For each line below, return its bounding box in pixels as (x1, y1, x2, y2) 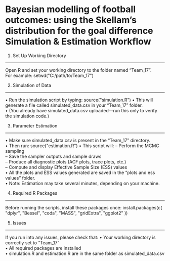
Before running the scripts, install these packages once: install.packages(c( (5, 204, 162, 210)
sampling (5, 148, 24, 154)
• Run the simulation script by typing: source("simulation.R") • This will (5, 97, 153, 103)
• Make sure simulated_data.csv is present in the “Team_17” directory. (5, 137, 151, 143)
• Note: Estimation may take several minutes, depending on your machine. (5, 180, 160, 186)
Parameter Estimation (12, 122, 58, 128)
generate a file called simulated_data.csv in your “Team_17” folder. (5, 102, 143, 108)
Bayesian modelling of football (5, 4, 136, 15)
